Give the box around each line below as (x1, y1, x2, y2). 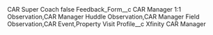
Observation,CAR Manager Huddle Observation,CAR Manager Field (7, 12, 200, 21)
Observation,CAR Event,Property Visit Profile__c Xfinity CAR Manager (7, 20, 207, 28)
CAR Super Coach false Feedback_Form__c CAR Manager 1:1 (7, 5, 182, 13)
